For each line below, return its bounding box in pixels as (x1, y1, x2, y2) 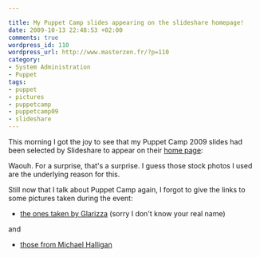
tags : (8, 77, 26, 86)
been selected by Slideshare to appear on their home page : (8, 145, 203, 155)
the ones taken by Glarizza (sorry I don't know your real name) (19, 209, 226, 218)
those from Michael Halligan (19, 240, 113, 249)
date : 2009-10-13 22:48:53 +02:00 (8, 26, 124, 34)
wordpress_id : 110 (8, 41, 69, 49)
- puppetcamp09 (8, 108, 59, 116)
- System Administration (8, 63, 91, 72)
